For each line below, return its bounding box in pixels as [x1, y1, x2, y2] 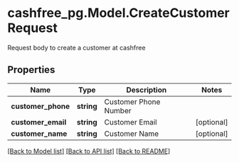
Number [104, 105, 132, 115]
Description [126, 85, 167, 95]
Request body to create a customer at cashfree [7, 43, 146, 52]
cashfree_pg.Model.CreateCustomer [7, 5, 230, 21]
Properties [7, 64, 55, 76]
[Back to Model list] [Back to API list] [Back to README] [7, 146, 171, 155]
